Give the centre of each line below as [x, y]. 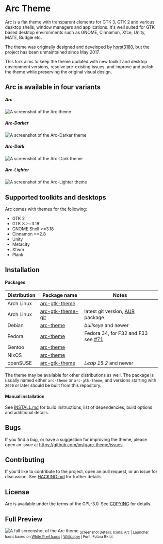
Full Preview [24, 519]
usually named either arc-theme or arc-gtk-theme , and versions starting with [81, 380]
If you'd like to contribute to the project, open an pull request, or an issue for [81, 471]
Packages [15, 282]
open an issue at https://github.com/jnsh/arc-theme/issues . [65, 444]
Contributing [25, 460]
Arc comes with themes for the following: [46, 209]
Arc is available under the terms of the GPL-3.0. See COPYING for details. [78, 504]
